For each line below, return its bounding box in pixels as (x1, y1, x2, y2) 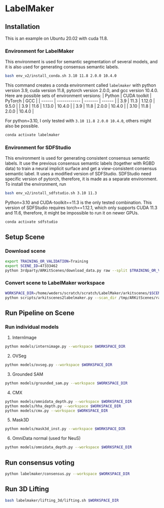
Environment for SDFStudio (5, 144, 71, 151)
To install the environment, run (5, 181, 66, 187)
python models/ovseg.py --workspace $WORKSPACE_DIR (5, 363, 112, 367)
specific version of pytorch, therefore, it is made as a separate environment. (5, 176, 158, 182)
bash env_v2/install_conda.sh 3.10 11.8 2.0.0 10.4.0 (5, 73, 117, 78)
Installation (5, 23, 40, 31)
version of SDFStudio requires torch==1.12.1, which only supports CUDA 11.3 (5, 205, 158, 211)
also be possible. (5, 123, 39, 129)
